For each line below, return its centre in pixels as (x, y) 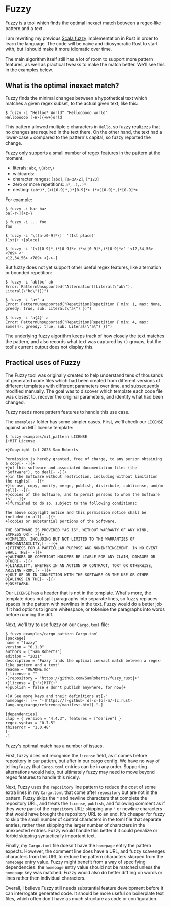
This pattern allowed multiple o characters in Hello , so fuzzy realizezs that (83, 126)
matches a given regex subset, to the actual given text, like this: (72, 103)
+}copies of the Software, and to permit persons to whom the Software (82, 494)
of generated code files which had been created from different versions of (83, 380)
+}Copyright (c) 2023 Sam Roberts (42, 450)
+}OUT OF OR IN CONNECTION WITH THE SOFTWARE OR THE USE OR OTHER (77, 575)
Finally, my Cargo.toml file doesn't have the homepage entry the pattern (78, 845)
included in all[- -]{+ (30, 517)
